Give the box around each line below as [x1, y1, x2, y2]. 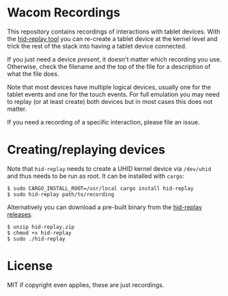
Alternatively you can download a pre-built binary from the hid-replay [7, 203, 203, 211]
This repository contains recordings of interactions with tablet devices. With [7, 27, 220, 36]
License [7, 258, 53, 274]
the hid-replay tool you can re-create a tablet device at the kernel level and [7, 34, 218, 42]
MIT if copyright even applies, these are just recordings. [7, 280, 165, 288]
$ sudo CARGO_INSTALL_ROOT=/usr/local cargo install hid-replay [7, 185, 194, 192]
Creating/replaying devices [7, 142, 166, 158]
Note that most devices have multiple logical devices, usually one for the [7, 83, 212, 91]
